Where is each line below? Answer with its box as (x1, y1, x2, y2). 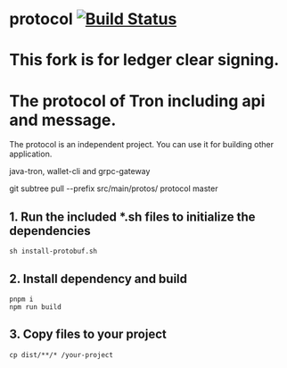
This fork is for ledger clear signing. (9, 50, 280, 71)
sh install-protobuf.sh (9, 247, 98, 256)
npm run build (9, 302, 62, 312)
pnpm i (9, 295, 34, 304)
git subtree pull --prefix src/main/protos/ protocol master (9, 183, 218, 194)
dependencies (9, 223, 91, 238)
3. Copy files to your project (9, 327, 167, 342)
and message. (9, 110, 117, 130)
